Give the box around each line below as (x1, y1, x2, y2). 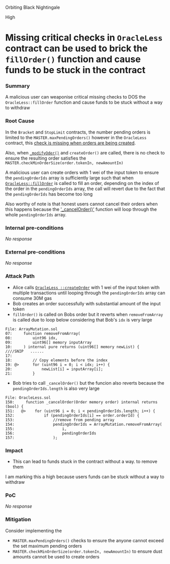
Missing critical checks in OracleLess (5, 32, 163, 44)
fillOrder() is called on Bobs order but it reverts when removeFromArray (12, 311, 163, 317)
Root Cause (5, 117, 35, 124)
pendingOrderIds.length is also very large (12, 385, 100, 391)
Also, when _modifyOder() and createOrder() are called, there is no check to (5, 149, 165, 155)
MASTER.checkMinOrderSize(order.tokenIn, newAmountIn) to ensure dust (12, 548, 162, 554)
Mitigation (5, 516, 31, 523)
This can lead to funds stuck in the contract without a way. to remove (12, 458, 157, 464)
